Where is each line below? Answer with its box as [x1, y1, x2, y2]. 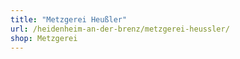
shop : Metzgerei [10, 33, 78, 43]
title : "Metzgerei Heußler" [10, 14, 128, 25]
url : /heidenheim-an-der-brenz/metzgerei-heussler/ [10, 24, 230, 34]
